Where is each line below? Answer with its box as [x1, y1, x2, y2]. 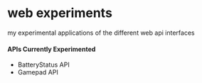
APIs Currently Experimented [7, 45, 96, 53]
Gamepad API [17, 68, 58, 77]
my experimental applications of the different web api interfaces [7, 28, 195, 37]
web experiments [7, 5, 112, 21]
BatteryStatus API [17, 60, 70, 69]
